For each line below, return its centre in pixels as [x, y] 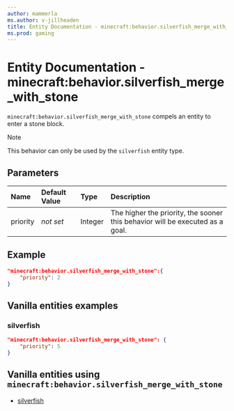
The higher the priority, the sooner [166, 213]
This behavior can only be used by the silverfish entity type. [96, 151]
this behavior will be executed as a [167, 222]
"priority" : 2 [40, 277]
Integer [92, 222]
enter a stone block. [36, 124]
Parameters [33, 172]
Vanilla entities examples [63, 305]
